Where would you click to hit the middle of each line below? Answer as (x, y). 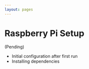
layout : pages (19, 9)
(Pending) (15, 47)
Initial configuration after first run (45, 56)
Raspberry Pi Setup (44, 33)
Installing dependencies (36, 61)
